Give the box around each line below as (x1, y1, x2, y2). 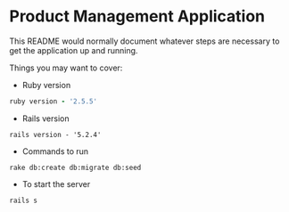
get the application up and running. (9, 45, 138, 55)
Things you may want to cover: (9, 62, 123, 73)
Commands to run (21, 145, 89, 157)
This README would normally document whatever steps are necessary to (9, 36, 280, 46)
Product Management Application (9, 6, 266, 27)
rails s (9, 196, 38, 205)
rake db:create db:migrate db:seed (9, 163, 142, 172)
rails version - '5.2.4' (9, 130, 102, 139)
